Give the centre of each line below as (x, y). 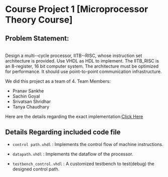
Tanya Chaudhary (31, 107)
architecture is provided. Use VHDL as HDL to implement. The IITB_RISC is (82, 61)
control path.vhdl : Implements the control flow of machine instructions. (88, 144)
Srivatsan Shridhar (32, 101)
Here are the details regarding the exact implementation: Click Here (74, 116)
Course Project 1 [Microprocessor (77, 9)
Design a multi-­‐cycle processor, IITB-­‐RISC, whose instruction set (74, 55)
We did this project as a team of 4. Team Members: (58, 81)
